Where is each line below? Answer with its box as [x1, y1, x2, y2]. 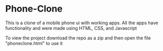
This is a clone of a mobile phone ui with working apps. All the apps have [5, 20, 158, 26]
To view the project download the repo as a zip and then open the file [5, 35, 151, 41]
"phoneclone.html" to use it [5, 40, 63, 46]
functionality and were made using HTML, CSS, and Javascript [5, 25, 137, 31]
